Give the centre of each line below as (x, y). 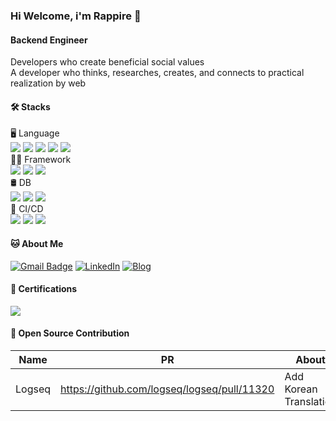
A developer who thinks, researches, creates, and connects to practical (157, 73)
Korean (301, 389)
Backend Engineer (49, 40)
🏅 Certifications (44, 289)
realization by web (48, 83)
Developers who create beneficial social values (107, 62)
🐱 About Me (37, 243)
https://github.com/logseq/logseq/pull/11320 (167, 389)
